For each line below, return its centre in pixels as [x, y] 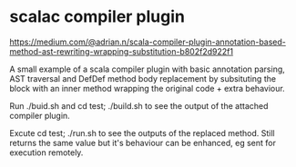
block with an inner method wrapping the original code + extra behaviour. [147, 88]
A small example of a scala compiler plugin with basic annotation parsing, [147, 69]
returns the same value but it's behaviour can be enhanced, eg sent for [143, 142]
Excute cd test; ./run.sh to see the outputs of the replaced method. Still [142, 133]
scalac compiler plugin [97, 17]
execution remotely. [46, 152]
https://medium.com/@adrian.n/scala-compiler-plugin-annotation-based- [148, 42]
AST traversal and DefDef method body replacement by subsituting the [143, 78]
